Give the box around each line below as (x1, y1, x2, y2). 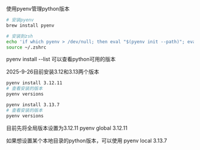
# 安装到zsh (6, 33, 33, 39)
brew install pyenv (6, 23, 55, 28)
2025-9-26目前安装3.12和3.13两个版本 (6, 68, 99, 75)
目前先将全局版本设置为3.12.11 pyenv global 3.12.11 (6, 124, 128, 132)
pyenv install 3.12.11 (6, 80, 62, 86)
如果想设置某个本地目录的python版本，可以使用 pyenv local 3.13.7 (6, 137, 167, 144)
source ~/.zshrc (6, 44, 46, 50)
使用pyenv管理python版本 (6, 5, 70, 12)
